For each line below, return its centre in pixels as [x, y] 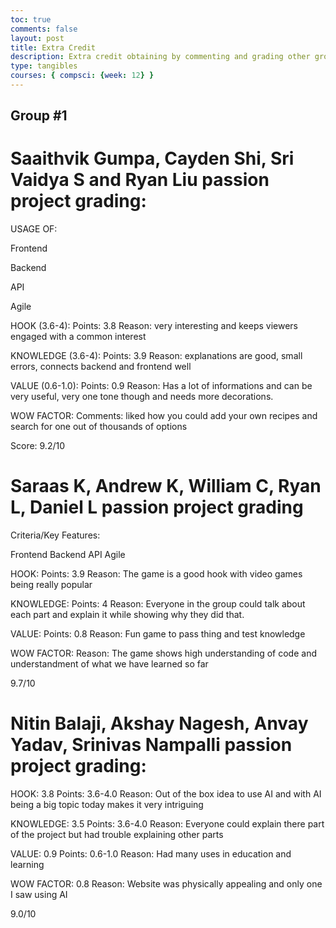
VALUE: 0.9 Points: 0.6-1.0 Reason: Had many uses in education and [151, 854]
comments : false [44, 29]
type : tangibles [44, 66]
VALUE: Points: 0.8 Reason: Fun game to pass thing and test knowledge [158, 634]
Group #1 [39, 116]
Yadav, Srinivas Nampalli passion [151, 745]
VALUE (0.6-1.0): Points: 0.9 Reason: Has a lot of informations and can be [161, 386]
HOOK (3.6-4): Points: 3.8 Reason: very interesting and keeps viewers [154, 326]
